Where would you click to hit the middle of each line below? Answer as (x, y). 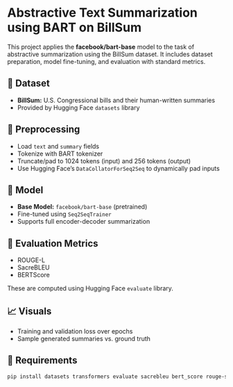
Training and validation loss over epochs (75, 331)
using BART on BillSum (75, 27)
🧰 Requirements (42, 360)
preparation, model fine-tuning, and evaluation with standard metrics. (106, 61)
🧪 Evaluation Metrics (53, 244)
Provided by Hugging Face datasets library (78, 107)
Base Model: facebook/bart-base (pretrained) (82, 207)
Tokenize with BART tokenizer (60, 154)
